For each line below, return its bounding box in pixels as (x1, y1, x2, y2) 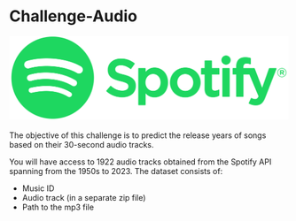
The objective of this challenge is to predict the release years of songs (9, 130, 267, 141)
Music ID (21, 183, 55, 194)
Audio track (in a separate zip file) (21, 193, 146, 203)
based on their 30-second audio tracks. (9, 140, 154, 150)
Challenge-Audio (9, 6, 137, 27)
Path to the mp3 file (21, 202, 95, 213)
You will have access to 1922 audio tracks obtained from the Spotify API (9, 156, 272, 167)
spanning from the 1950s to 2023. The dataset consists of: (9, 166, 223, 177)
